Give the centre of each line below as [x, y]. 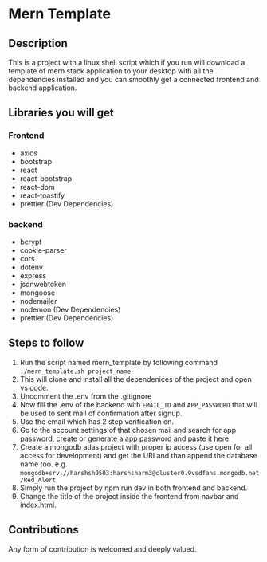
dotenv [31, 267]
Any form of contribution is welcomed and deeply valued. [102, 549]
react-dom [37, 187]
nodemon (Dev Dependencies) [70, 309]
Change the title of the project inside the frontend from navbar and [129, 496]
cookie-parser [43, 250]
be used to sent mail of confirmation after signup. [101, 413]
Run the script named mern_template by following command [118, 362]
